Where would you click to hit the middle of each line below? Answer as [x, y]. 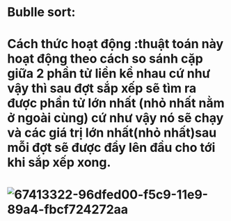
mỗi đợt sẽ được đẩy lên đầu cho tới [111, 148]
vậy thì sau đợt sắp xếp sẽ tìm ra [102, 89]
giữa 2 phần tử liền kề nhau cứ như [109, 74]
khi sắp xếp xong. [59, 163]
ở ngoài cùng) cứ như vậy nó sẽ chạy [115, 118]
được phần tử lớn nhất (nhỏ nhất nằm [116, 104]
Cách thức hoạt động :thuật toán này [115, 44]
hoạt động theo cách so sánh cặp [105, 59]
